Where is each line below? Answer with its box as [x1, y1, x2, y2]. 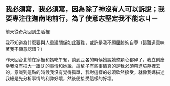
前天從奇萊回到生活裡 [5, 28, 50, 34]
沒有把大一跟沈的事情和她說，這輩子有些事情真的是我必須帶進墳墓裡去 [14, 63, 160, 69]
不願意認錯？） [14, 46, 46, 52]
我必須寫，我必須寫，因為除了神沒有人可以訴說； [5, 5, 158, 14]
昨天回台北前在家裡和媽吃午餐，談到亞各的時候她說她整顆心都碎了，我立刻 [5, 56, 160, 62]
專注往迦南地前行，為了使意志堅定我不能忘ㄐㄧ [12, 14, 158, 23]
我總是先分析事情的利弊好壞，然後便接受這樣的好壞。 [5, 75, 116, 81]
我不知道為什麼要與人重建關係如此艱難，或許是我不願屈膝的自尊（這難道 [5, 39, 156, 46]
